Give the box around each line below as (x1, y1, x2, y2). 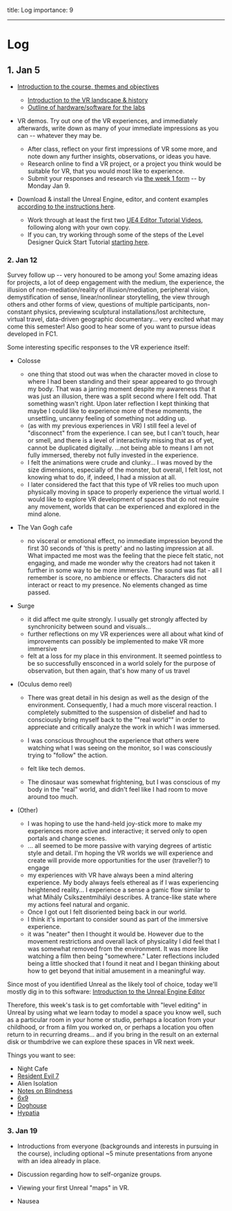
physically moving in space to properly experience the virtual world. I (27, 488, 224, 496)
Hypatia (17, 1108, 40, 1117)
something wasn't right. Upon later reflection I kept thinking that (27, 400, 209, 408)
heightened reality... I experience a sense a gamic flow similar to (27, 886, 211, 894)
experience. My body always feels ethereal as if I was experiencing (27, 878, 219, 887)
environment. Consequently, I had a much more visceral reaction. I (27, 701, 217, 709)
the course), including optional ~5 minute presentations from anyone (17, 1149, 213, 1158)
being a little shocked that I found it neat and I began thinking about (27, 960, 220, 968)
